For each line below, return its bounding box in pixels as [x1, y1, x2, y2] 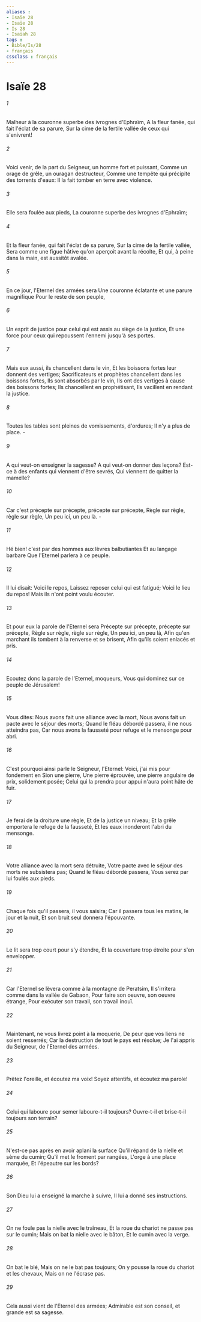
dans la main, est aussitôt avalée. [6, 254, 88, 261]
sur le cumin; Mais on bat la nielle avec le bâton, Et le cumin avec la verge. [6, 1231, 190, 1238]
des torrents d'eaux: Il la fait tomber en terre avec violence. [6, 176, 152, 184]
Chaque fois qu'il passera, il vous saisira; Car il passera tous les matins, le [6, 907, 189, 914]
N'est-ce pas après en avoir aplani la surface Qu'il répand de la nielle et [6, 1147, 183, 1154]
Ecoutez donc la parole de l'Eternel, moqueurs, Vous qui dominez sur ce [6, 675, 185, 682]
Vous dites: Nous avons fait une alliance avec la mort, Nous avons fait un [6, 713, 186, 720]
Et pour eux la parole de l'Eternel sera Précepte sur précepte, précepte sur [6, 623, 191, 630]
